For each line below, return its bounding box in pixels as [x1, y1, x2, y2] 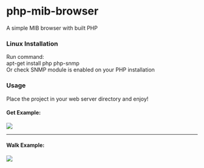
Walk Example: [6, 141, 45, 149]
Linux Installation [6, 39, 58, 48]
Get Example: [6, 109, 41, 116]
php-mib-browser [6, 4, 99, 18]
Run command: [6, 53, 44, 61]
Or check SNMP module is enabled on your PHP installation [6, 66, 155, 73]
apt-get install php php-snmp [6, 59, 80, 67]
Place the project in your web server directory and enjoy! [6, 95, 149, 102]
